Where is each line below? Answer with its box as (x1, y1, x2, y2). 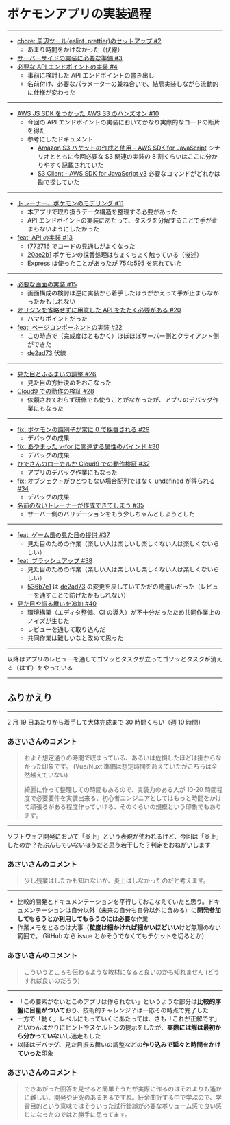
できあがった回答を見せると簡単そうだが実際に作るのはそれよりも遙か (23, 1084, 222, 1093)
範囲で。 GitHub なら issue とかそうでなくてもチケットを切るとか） (16, 932, 208, 940)
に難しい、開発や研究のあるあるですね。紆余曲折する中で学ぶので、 (23, 1093, 216, 1101)
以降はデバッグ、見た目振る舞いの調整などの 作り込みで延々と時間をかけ (16, 1040, 221, 1048)
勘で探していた (37, 178, 80, 186)
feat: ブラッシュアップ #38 (16, 556, 93, 565)
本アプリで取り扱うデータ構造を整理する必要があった (27, 207, 178, 216)
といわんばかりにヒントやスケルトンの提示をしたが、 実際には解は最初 (16, 1023, 216, 1031)
